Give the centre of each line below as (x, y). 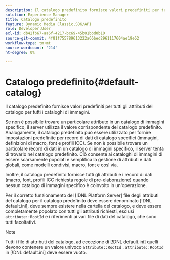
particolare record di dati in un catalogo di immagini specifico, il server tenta (85, 149)
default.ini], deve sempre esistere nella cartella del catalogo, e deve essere (83, 206)
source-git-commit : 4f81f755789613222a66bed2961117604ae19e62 (72, 39)
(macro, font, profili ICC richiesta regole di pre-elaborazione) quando (77, 180)
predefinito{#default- (93, 82)
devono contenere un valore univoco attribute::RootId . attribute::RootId (84, 247)
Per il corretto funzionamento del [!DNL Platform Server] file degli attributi (82, 195)
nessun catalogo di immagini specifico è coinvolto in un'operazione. (76, 185)
